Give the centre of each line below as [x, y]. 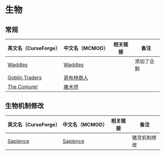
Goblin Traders [25, 77]
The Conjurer [23, 87]
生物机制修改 [25, 106]
